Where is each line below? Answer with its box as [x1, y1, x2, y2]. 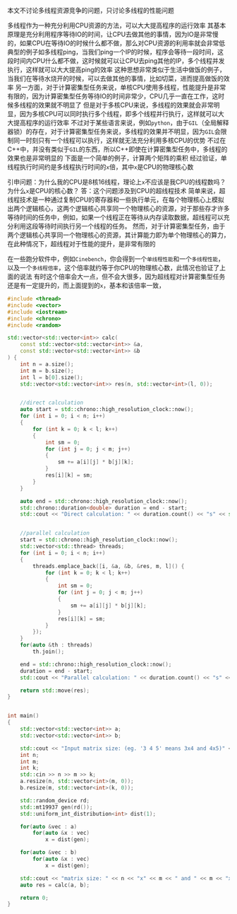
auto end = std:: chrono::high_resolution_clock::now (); [20, 497, 188, 504]
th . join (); [32, 648, 65, 655]
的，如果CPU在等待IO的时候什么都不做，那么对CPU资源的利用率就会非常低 [7, 39, 226, 47]
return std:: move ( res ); [20, 687, 90, 694]
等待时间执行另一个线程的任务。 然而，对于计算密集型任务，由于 [37, 222, 226, 230]
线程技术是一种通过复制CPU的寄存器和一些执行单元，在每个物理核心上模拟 [7, 195, 224, 204]
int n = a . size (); [20, 360, 74, 368]
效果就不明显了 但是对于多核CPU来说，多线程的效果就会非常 [37, 101, 214, 109]
